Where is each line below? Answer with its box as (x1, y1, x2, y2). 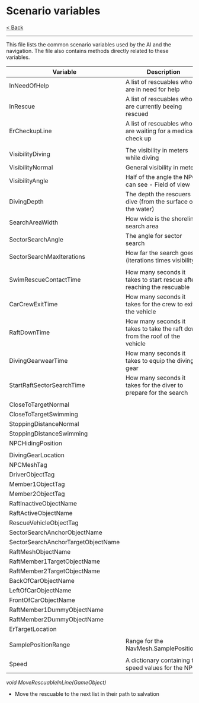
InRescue (9, 102, 36, 111)
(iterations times (125, 256, 171, 264)
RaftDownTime (9, 328, 50, 337)
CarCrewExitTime (9, 300, 58, 308)
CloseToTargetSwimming (9, 410, 78, 418)
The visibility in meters (125, 146, 188, 154)
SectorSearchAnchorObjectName (9, 528, 102, 536)
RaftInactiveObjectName (9, 499, 77, 507)
